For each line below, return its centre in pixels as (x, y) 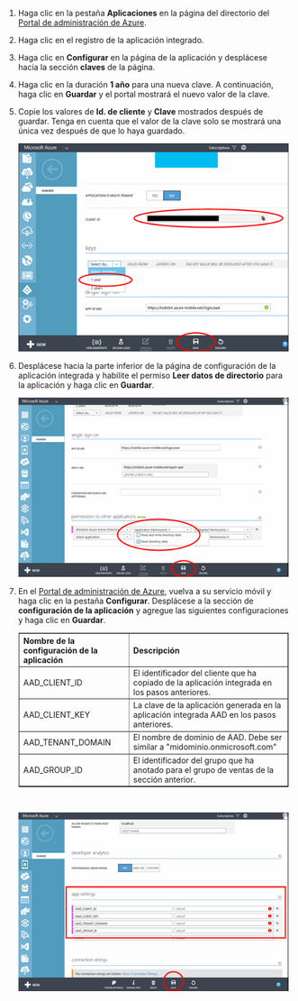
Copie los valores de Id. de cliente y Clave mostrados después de (140, 111)
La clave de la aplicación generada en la (208, 705)
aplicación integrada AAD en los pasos (205, 715)
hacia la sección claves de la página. (86, 67)
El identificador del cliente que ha (195, 673)
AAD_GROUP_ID (53, 769)
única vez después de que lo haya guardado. (101, 131)
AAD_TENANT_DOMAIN (67, 742)
